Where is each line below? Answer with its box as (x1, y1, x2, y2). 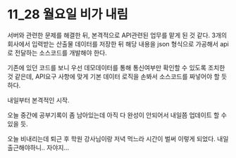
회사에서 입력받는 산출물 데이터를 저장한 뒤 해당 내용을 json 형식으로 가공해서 (7, 39, 218, 48)
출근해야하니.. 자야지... (7, 143, 70, 152)
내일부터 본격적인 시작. (7, 96, 70, 104)
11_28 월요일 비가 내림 (7, 6, 129, 22)
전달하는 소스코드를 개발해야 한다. (14, 48, 107, 57)
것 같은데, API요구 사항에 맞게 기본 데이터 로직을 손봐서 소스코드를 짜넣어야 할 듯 (7, 72, 228, 81)
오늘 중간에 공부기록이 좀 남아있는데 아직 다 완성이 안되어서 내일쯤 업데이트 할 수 (7, 110, 228, 119)
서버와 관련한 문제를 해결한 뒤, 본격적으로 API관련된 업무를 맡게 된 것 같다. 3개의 (7, 31, 228, 39)
